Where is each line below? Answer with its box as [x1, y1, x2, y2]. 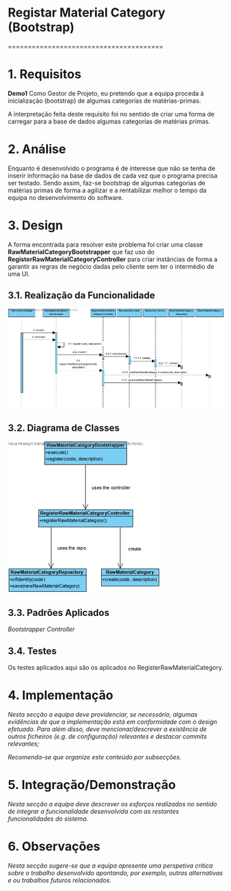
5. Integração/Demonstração [8, 777, 176, 793]
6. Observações [8, 839, 100, 854]
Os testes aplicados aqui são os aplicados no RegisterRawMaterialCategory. [8, 664, 224, 672]
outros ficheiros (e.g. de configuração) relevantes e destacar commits [8, 732, 207, 740]
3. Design [8, 218, 63, 233]
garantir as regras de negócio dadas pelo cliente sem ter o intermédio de [8, 262, 214, 270]
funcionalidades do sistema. [8, 815, 89, 823]
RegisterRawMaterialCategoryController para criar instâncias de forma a [8, 255, 218, 263]
